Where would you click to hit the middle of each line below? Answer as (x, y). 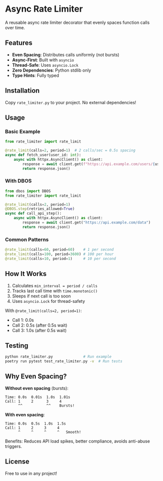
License (17, 462)
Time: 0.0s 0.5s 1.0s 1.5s (36, 424)
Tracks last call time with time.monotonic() (55, 291)
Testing (17, 345)
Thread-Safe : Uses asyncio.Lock (45, 65)
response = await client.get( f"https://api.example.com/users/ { (89, 164)
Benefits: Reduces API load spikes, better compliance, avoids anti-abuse (78, 441)
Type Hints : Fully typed (35, 75)
